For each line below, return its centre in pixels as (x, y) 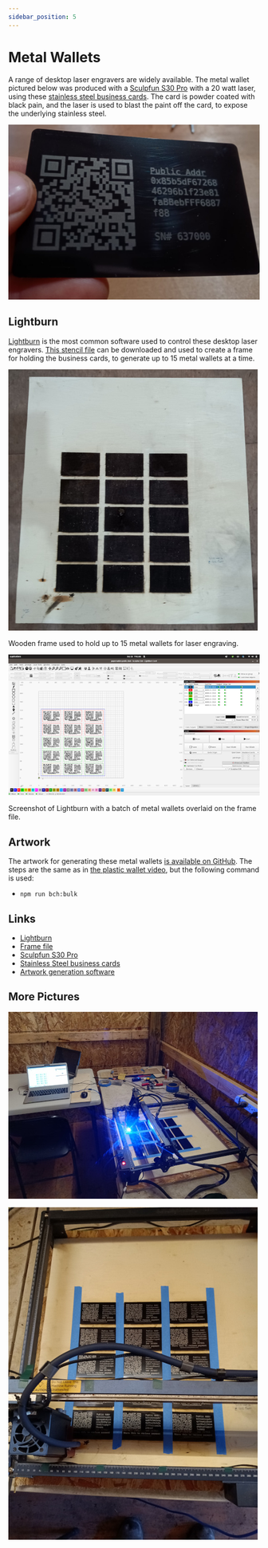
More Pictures (44, 997)
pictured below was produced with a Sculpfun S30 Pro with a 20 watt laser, (132, 88)
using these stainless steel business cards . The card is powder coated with (132, 97)
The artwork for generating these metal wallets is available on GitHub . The (130, 861)
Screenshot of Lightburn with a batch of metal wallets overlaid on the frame (132, 809)
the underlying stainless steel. (57, 113)
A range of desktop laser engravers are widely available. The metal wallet (129, 79)
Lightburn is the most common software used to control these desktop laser (133, 341)
